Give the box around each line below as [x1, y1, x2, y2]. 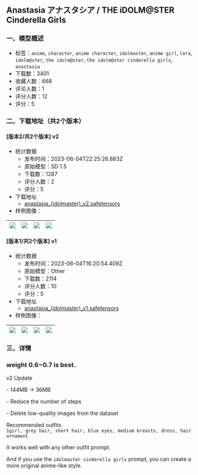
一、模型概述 [6, 35, 44, 43]
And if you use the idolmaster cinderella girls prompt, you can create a [6, 456, 191, 463]
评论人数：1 [15, 85, 44, 92]
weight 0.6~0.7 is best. [6, 360, 76, 369]
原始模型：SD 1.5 [24, 163, 67, 170]
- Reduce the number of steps [6, 398, 82, 405]
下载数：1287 [24, 170, 58, 177]
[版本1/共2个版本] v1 [6, 238, 57, 245]
